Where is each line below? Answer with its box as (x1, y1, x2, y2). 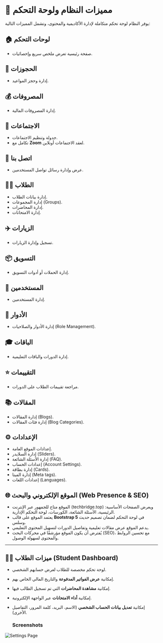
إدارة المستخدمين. (12, 296, 45, 302)
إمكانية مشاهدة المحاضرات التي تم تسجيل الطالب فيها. (12, 585, 111, 591)
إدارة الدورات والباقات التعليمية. (12, 353, 69, 359)
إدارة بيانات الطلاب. (12, 194, 48, 200)
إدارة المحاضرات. (12, 204, 44, 210)
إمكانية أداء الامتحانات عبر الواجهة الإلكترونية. (12, 595, 92, 601)
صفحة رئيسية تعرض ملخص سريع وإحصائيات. (12, 51, 93, 56)
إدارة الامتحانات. (12, 209, 41, 215)
